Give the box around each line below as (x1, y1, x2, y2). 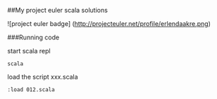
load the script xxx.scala (7, 73, 79, 81)
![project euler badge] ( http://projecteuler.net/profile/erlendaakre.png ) (7, 20, 211, 27)
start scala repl (7, 47, 51, 55)
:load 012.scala (7, 86, 55, 93)
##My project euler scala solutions (7, 6, 108, 14)
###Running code (7, 33, 60, 41)
